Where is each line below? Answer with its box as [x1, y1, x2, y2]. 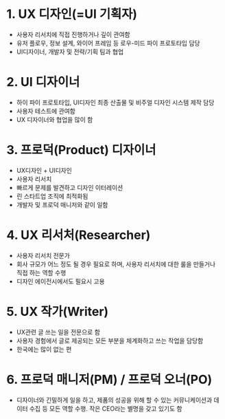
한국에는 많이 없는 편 [16, 345, 72, 353]
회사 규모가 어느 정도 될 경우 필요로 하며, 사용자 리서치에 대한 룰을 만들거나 [16, 259, 216, 268]
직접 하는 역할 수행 [16, 268, 67, 277]
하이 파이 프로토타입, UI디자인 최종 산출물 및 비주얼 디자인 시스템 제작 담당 [16, 98, 215, 107]
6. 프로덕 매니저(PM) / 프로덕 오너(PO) [6, 372, 213, 387]
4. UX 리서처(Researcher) [6, 228, 151, 243]
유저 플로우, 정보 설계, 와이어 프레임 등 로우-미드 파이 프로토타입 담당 [16, 39, 200, 47]
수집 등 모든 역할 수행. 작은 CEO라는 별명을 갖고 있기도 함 [29, 404, 182, 413]
